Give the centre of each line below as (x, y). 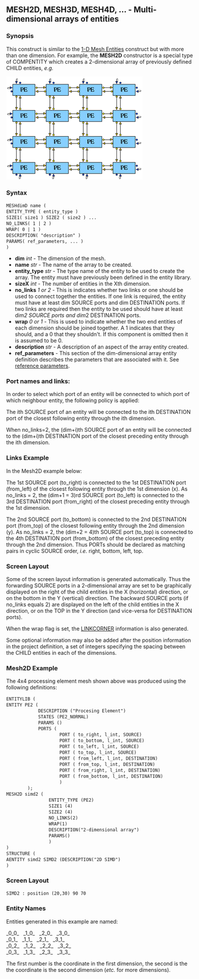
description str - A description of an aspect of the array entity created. (102, 347)
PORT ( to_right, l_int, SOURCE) (101, 735)
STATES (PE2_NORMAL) (63, 717)
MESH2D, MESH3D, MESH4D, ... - (69, 10)
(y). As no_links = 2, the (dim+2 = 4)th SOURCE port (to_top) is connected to (99, 532)
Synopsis (20, 36)
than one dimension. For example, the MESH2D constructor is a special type (99, 55)
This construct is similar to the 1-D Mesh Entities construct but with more (95, 49)
